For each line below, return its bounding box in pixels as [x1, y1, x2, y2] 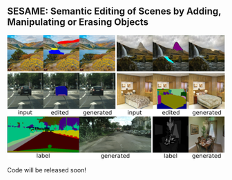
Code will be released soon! [7, 165, 86, 174]
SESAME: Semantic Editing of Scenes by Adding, [7, 6, 222, 17]
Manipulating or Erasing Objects [7, 17, 149, 28]
